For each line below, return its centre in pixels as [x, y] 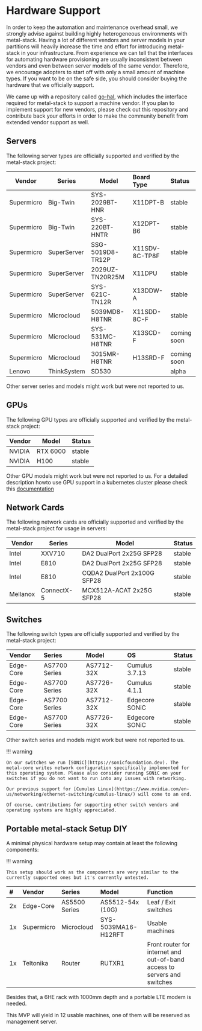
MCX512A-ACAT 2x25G [117, 591]
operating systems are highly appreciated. [62, 810]
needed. [17, 1003]
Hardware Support [54, 11]
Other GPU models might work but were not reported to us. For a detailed [97, 476]
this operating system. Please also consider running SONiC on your [94, 773]
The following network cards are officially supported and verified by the [95, 522]
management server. [32, 1021]
